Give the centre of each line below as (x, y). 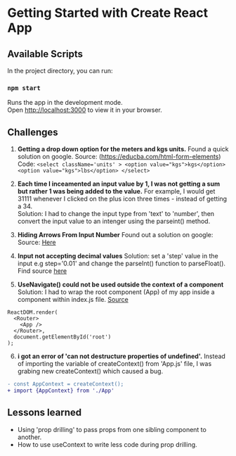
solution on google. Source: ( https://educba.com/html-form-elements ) (119, 157)
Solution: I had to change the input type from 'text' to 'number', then (116, 214)
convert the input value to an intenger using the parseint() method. (114, 221)
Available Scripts (45, 54)
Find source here (42, 271)
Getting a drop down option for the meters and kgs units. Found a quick (123, 149)
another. (29, 437)
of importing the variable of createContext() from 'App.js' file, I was (114, 364)
